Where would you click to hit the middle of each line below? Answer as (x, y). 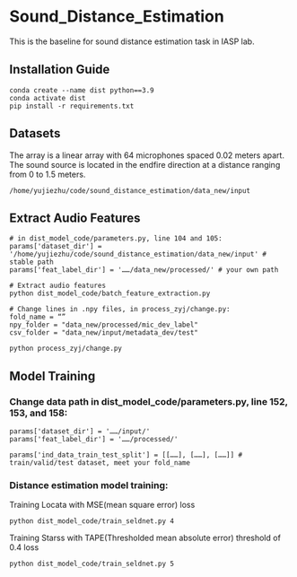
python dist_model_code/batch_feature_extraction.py (110, 293)
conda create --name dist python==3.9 (82, 90)
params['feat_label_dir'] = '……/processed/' (94, 440)
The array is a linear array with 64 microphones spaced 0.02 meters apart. (147, 155)
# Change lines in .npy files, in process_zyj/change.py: (120, 310)
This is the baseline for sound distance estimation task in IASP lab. (132, 41)
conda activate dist (48, 98)
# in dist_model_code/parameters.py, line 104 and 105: (116, 239)
